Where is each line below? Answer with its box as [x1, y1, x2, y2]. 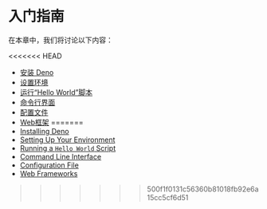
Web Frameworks [19, 168, 78, 178]
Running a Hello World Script [19, 143, 116, 152]
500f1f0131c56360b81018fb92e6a [147, 184, 259, 194]
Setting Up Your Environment [19, 135, 116, 144]
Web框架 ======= [19, 117, 84, 127]
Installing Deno [19, 126, 69, 136]
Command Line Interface [19, 152, 102, 161]
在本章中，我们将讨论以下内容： [8, 35, 113, 45]
